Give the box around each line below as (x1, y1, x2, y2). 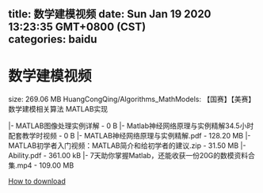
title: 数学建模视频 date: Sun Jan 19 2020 (8, 7, 212, 21)
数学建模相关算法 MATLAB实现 (8, 104, 109, 114)
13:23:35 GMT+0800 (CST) (8, 21, 147, 34)
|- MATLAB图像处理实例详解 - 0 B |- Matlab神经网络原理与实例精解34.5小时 (8, 121, 254, 131)
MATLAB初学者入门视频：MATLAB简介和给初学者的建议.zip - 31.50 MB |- (8, 141, 246, 150)
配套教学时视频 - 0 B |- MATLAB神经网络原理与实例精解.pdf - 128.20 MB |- (8, 131, 251, 141)
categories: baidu (8, 32, 97, 46)
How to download (8, 176, 66, 186)
